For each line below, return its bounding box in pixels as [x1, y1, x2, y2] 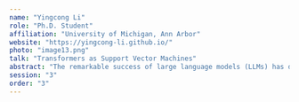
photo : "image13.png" [9, 46, 90, 55]
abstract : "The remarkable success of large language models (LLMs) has [9, 63, 285, 72]
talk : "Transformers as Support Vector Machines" [9, 54, 198, 63]
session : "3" [9, 71, 58, 80]
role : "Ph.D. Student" [9, 21, 93, 30]
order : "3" [9, 79, 50, 88]
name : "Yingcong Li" [9, 12, 86, 22]
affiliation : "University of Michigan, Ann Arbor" [9, 29, 201, 38]
